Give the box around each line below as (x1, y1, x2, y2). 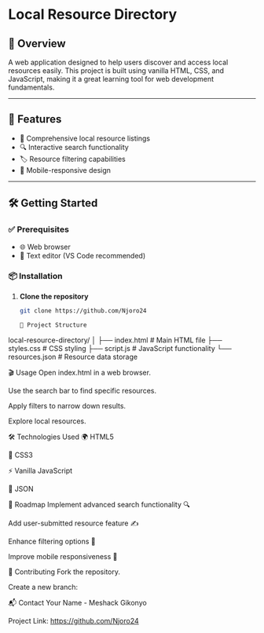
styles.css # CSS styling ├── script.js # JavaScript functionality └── (8, 343, 232, 353)
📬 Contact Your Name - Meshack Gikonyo (8, 598, 147, 607)
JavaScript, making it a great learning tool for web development (8, 75, 214, 83)
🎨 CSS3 (8, 450, 33, 459)
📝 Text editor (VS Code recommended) (19, 251, 146, 260)
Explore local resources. (8, 416, 86, 426)
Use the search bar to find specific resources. (8, 386, 157, 395)
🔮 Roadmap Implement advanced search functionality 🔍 (8, 499, 190, 509)
